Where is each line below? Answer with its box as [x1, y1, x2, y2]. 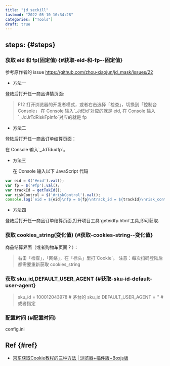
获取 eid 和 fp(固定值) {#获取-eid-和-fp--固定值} [5, 56, 123, 63]
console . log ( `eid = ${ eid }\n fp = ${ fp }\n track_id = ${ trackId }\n [5, 197, 146, 202]
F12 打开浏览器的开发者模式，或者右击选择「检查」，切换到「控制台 [17, 101, 157, 107]
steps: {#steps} [5, 40, 56, 49]
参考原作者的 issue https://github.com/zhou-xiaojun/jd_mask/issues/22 [5, 69, 153, 75]
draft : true [5, 21, 30, 27]
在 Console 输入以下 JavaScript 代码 [12, 168, 89, 174]
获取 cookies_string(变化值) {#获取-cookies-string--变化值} [5, 231, 153, 239]
